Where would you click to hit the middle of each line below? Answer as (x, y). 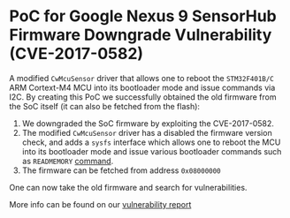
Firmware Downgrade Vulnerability (141, 35)
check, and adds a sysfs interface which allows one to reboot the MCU (151, 142)
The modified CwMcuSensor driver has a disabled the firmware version (147, 132)
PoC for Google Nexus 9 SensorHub (143, 16)
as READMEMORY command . (68, 161)
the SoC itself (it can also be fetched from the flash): (105, 106)
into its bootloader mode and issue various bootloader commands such (152, 151)
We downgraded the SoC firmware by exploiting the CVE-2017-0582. (148, 123)
